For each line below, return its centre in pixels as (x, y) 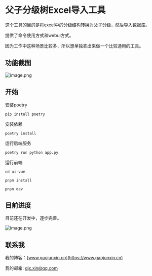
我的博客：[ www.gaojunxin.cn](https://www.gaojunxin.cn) (64, 258)
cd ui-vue (15, 172)
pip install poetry (25, 114)
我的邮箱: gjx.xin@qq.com (32, 268)
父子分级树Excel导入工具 (56, 10)
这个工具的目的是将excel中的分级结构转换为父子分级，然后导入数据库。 (77, 25)
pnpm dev (14, 189)
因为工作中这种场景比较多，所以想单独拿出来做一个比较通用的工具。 (74, 46)
